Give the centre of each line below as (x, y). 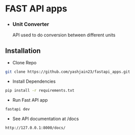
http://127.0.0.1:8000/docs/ (35, 128)
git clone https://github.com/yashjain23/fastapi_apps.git (68, 72)
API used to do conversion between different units (64, 35)
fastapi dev (17, 109)
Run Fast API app (30, 100)
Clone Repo (24, 63)
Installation (23, 51)
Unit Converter (31, 24)
